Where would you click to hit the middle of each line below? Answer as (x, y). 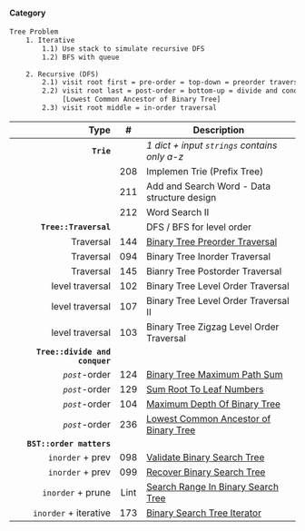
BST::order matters (69, 443)
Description (219, 130)
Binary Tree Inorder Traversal (208, 256)
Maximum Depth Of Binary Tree (214, 404)
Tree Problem (34, 32)
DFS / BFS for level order (199, 227)
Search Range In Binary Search (213, 487)
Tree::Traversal (76, 226)
